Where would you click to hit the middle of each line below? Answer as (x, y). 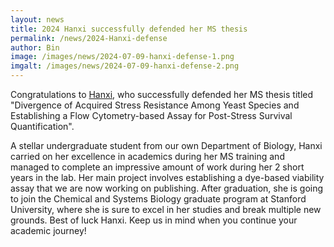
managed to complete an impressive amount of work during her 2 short (157, 167)
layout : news (37, 19)
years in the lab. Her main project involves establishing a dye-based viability (167, 177)
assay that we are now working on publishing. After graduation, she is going (167, 188)
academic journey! (48, 230)
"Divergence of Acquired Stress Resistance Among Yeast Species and (155, 105)
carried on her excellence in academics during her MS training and (147, 156)
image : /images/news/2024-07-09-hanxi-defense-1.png (122, 57)
